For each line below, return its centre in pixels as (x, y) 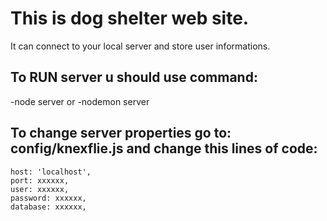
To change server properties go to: (121, 133)
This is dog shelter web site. (130, 18)
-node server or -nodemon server (80, 101)
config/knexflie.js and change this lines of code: (164, 148)
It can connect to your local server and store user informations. (140, 46)
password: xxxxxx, (48, 198)
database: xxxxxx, (48, 207)
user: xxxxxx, (40, 189)
